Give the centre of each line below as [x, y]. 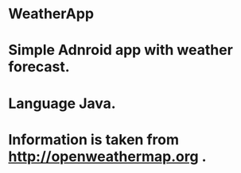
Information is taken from [93, 139]
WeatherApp [51, 14]
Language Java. [62, 103]
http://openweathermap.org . [107, 156]
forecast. [39, 67]
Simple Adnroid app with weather [120, 50]
